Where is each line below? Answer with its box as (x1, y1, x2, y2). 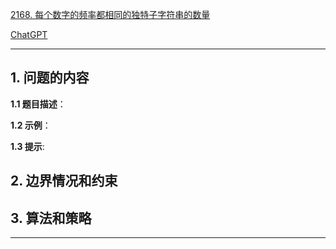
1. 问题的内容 (10, 69, 90, 87)
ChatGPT (10, 29, 48, 40)
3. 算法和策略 (10, 209, 92, 227)
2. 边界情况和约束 (10, 173, 118, 190)
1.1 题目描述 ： (10, 98, 67, 110)
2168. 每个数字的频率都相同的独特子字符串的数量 (10, 9, 211, 20)
